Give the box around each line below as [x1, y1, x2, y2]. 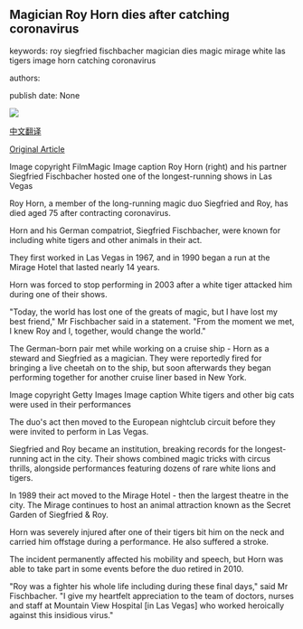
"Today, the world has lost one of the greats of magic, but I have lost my [9, 306, 279, 317]
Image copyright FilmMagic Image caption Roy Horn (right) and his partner [9, 161, 288, 172]
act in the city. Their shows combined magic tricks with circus [40, 453, 271, 464]
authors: [9, 72, 41, 83]
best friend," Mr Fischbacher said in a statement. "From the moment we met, [9, 315, 295, 326]
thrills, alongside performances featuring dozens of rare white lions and [9, 463, 276, 474]
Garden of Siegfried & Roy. [9, 509, 109, 520]
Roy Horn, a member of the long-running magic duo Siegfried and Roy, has [9, 198, 289, 209]
